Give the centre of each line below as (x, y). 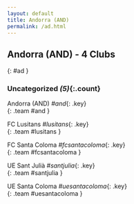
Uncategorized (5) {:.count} (54, 89)
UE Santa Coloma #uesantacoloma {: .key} (67, 186)
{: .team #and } (29, 111)
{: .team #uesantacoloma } (45, 194)
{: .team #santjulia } (35, 173)
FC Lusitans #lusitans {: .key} (48, 124)
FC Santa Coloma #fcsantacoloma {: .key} (66, 145)
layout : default (30, 13)
